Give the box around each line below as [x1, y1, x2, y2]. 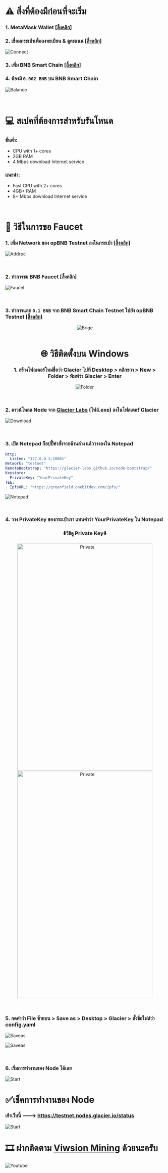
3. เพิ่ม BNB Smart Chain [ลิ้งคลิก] [5, 62, 81, 69]
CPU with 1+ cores [12, 148, 51, 154]
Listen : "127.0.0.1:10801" [10, 456, 67, 462]
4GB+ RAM [12, 188, 36, 194]
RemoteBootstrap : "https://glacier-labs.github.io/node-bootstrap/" [5, 466, 152, 471]
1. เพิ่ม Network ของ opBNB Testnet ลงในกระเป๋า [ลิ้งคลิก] [5, 239, 131, 246]
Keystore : [5, 471, 26, 476]
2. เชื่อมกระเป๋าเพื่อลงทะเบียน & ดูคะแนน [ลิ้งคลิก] [5, 37, 102, 44]
